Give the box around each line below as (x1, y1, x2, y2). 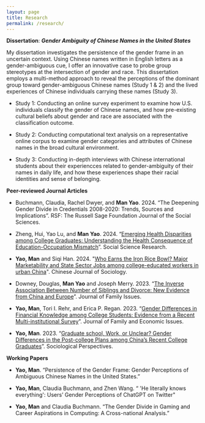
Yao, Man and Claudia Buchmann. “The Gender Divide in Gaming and (15, 403, 191, 410)
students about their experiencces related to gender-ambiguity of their (15, 163, 194, 170)
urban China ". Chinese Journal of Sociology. (15, 268, 127, 276)
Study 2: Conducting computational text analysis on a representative (15, 131, 188, 138)
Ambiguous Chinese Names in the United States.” (15, 373, 141, 380)
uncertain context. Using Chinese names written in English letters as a (6, 56, 183, 63)
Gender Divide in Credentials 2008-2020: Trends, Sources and (15, 205, 174, 213)
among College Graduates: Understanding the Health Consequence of (15, 237, 193, 245)
